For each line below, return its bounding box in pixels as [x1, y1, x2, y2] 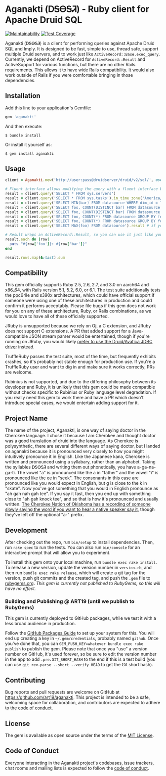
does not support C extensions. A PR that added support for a [5, 328, 131, 334]
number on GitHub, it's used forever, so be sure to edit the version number [5, 651, 157, 657]
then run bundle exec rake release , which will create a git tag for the [5, 570, 146, 576]
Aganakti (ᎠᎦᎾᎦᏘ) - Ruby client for [5, 3, 150, 15]
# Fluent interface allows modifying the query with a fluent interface [5, 186, 158, 191]
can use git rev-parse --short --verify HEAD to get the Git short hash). [5, 662, 153, 668]
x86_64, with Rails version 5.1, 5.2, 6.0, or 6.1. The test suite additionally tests [5, 287, 161, 293]
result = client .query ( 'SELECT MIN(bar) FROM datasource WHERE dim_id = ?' [5, 200, 165, 205]
